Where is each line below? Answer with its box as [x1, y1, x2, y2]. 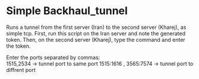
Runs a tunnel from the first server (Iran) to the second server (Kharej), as [6, 24, 187, 31]
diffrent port [6, 66, 36, 73]
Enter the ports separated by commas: [6, 54, 100, 61]
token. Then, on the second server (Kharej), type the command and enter [6, 36, 185, 43]
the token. [6, 42, 31, 50]
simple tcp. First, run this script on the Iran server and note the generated [6, 29, 186, 37]
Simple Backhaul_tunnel [6, 4, 128, 18]
